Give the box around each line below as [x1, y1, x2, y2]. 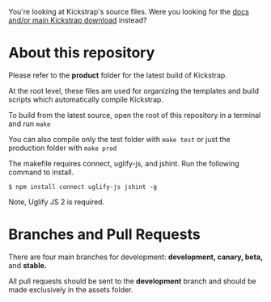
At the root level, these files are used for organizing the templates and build [8, 86, 260, 95]
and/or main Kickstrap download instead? [8, 15, 147, 25]
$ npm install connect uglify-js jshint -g [8, 182, 158, 191]
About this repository [8, 44, 155, 62]
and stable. [8, 260, 47, 270]
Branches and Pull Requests [8, 225, 201, 244]
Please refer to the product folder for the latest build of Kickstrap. [8, 70, 228, 80]
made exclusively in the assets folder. [8, 284, 133, 294]
